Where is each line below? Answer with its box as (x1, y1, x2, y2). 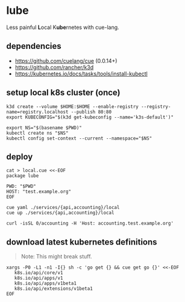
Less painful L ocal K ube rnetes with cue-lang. (6, 24, 119, 31)
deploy (6, 152, 33, 162)
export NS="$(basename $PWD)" (6, 124, 83, 130)
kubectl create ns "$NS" (6, 130, 69, 136)
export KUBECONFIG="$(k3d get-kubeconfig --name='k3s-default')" (6, 114, 174, 120)
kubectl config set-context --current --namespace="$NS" (6, 135, 152, 141)
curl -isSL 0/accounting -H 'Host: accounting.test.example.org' (6, 220, 174, 226)
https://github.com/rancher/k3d (14, 63, 94, 71)
